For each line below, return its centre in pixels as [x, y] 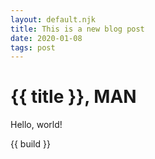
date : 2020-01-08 [46, 38]
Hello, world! [36, 125]
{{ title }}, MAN [73, 97]
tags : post [33, 47]
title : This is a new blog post [77, 29]
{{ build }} [30, 144]
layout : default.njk [53, 19]
